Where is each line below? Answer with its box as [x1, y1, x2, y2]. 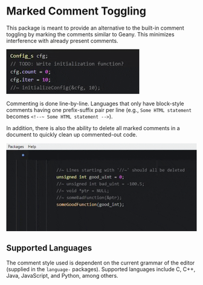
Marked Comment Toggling [6, 4, 147, 18]
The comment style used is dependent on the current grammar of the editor [6, 259, 195, 266]
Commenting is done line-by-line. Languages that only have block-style [6, 100, 184, 107]
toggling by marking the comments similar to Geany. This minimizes [6, 30, 175, 38]
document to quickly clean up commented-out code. [6, 131, 138, 138]
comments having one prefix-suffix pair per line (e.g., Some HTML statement [6, 106, 192, 113]
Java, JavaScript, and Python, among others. [6, 272, 119, 279]
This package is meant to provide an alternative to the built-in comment [6, 24, 184, 31]
